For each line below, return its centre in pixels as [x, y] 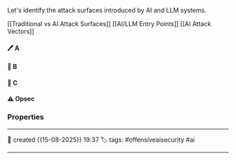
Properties [26, 117]
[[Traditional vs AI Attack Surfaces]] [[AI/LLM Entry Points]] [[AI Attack [109, 24]
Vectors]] [21, 31]
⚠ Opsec [21, 99]
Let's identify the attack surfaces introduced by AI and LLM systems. [107, 10]
